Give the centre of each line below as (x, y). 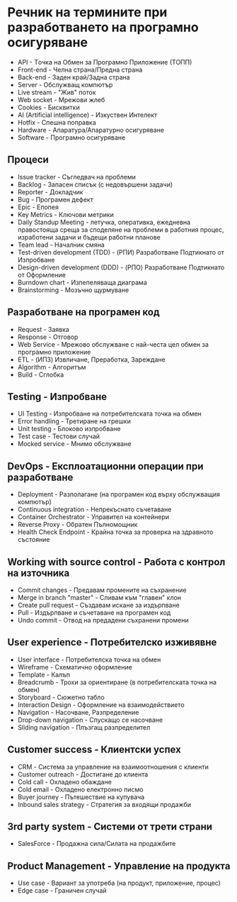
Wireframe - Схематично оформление (75, 667)
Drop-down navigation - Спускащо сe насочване (90, 720)
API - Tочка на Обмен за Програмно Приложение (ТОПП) (105, 62)
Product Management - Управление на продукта (119, 866)
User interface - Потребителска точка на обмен (89, 659)
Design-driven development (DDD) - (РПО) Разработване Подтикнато (121, 267)
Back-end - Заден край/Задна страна (74, 77)
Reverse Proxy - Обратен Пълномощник (77, 525)
